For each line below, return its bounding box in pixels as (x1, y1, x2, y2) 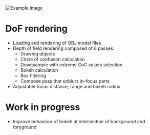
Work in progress (5, 102, 80, 113)
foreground (12, 124, 37, 130)
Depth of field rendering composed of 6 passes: (12, 45, 115, 51)
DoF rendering (5, 23, 68, 34)
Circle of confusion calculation (20, 56, 85, 62)
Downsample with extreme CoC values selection (20, 62, 123, 68)
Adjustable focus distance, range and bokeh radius (12, 83, 120, 89)
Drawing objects (20, 50, 55, 56)
